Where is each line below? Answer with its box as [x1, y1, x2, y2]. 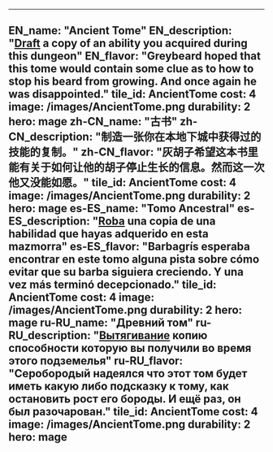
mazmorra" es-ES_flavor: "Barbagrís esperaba [8, 240, 250, 254]
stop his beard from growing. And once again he [8, 75, 258, 89]
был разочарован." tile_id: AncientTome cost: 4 [8, 405, 258, 419]
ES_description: [8, 215, 91, 228]
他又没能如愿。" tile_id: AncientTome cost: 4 [8, 176, 237, 189]
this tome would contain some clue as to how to [8, 62, 254, 76]
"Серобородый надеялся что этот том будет [8, 367, 248, 380]
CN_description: [8, 130, 93, 144]
